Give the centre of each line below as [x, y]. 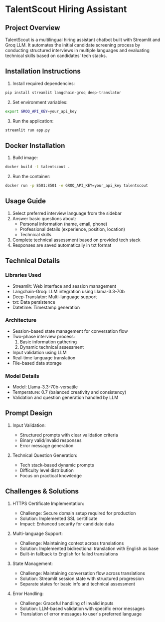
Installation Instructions [43, 71]
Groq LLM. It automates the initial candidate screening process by [73, 45]
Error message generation [47, 445]
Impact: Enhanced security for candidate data [67, 523]
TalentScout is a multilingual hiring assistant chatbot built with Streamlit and [83, 40]
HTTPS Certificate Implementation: [48, 503]
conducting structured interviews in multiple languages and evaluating [77, 50]
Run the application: [33, 121]
